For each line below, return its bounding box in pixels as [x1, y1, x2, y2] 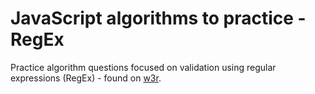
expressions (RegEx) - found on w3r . [10, 72, 162, 84]
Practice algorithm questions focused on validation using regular [10, 61, 277, 73]
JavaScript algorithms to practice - [10, 7, 307, 30]
